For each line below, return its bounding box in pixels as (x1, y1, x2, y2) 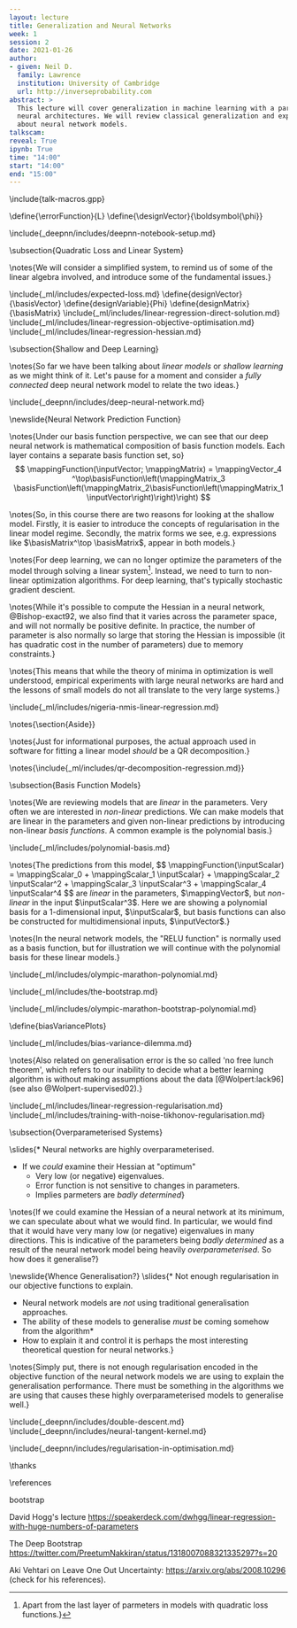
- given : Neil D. (9, 63, 73, 72)
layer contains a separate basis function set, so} (9, 450, 185, 461)
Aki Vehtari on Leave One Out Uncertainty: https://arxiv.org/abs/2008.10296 (9, 1564, 286, 1575)
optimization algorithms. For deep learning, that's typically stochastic (31, 575, 283, 585)
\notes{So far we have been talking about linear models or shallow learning (9, 360, 284, 372)
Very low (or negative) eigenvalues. (34, 1170, 165, 1181)
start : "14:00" (9, 161, 65, 170)
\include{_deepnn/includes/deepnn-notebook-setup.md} (9, 228, 217, 239)
